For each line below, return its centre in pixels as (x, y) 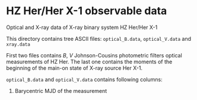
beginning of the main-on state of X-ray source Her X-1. (74, 68)
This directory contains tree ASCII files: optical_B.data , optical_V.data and (99, 38)
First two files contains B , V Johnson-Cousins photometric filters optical (94, 55)
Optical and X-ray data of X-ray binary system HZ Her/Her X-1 (82, 27)
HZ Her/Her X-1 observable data (87, 11)
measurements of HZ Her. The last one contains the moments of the (89, 62)
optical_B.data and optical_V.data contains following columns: (84, 79)
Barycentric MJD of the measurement (61, 91)
